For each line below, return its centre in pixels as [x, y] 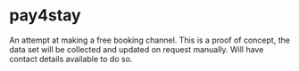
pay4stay [46, 16]
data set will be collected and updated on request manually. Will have [137, 49]
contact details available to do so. [71, 59]
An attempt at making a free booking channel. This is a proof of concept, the [149, 40]
